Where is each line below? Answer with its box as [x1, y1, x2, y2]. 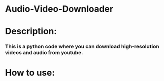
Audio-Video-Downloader [5, 3, 113, 15]
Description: [5, 26, 57, 37]
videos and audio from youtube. [5, 49, 83, 56]
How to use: [5, 67, 55, 79]
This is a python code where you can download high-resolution [5, 43, 159, 50]
